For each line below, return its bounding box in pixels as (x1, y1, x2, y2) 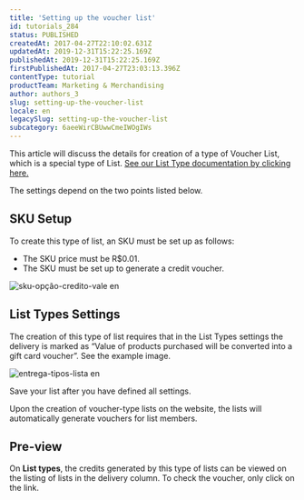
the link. (9, 483, 39, 494)
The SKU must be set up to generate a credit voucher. (22, 263, 225, 274)
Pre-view (9, 439, 63, 455)
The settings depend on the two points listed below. (9, 185, 203, 195)
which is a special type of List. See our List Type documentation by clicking (9, 158, 291, 168)
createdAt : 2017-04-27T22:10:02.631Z (9, 38, 152, 48)
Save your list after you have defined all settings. (9, 385, 191, 396)
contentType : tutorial (9, 73, 95, 82)
